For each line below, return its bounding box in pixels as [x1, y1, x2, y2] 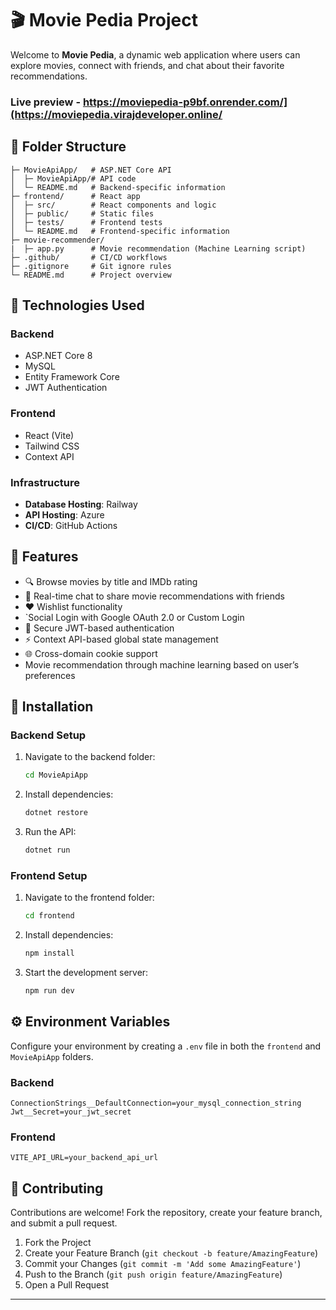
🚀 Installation [10, 698, 94, 716]
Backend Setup [10, 728, 87, 742]
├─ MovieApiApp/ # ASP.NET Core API [10, 165, 172, 175]
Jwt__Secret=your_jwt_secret [10, 1107, 132, 1117]
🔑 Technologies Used [10, 297, 145, 314]
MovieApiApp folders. [10, 1050, 94, 1062]
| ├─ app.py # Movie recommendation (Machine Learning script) [10, 243, 307, 254]
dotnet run [24, 845, 71, 856]
